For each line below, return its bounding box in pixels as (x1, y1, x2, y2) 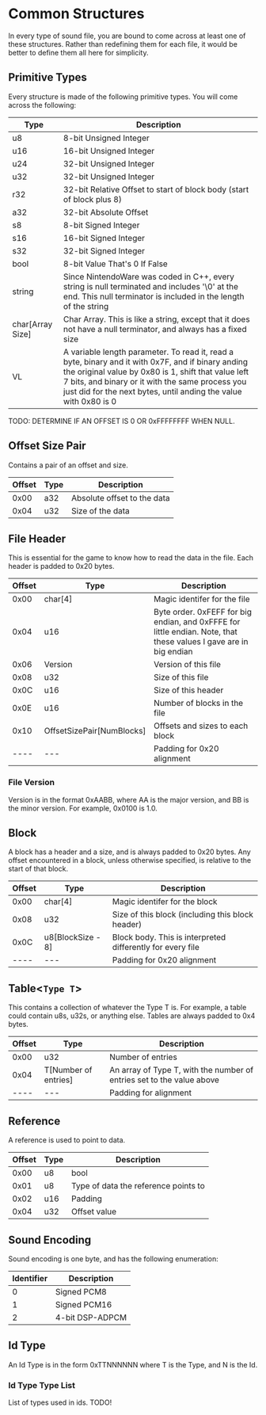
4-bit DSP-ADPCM (55, 1312, 127, 1323)
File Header (8, 532, 66, 545)
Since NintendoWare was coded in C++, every (63, 271, 235, 282)
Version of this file (154, 659, 222, 670)
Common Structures (8, 5, 145, 23)
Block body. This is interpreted (112, 932, 226, 943)
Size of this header (154, 685, 224, 696)
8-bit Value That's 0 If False (63, 258, 168, 269)
